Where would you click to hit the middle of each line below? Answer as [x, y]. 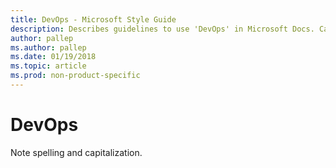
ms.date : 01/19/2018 [53, 57]
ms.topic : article [48, 66]
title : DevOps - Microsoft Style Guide [93, 19]
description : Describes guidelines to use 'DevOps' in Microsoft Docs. [162, 29]
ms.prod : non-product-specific [75, 76]
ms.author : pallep [48, 47]
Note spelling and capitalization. [76, 152]
